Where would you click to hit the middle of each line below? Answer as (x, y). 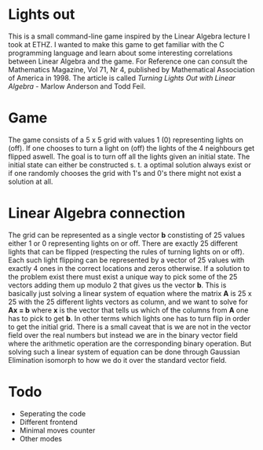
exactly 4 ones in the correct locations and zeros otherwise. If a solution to (129, 268)
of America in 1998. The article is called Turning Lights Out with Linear (122, 78)
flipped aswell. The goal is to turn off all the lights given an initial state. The (129, 156)
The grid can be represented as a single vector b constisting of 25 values (127, 235)
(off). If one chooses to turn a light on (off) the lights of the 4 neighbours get (131, 148)
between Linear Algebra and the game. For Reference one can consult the (128, 61)
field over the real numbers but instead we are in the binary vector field (123, 335)
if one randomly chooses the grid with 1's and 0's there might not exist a (125, 173)
